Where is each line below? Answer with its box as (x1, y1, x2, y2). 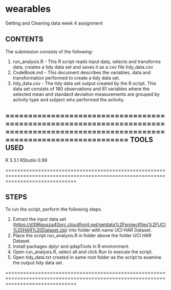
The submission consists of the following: (5, 48, 93, 54)
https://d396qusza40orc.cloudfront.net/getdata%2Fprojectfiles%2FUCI (14, 221, 166, 228)
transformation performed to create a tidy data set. (12, 75, 120, 81)
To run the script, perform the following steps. (5, 206, 102, 213)
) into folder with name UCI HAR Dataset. (66, 227, 152, 233)
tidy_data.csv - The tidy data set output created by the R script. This (12, 80, 157, 86)
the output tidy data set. (12, 260, 63, 266)
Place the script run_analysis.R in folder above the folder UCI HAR (12, 233, 152, 239)
